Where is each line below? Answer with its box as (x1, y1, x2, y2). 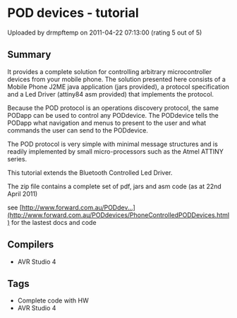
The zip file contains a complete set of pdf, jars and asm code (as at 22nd (7, 182, 222, 190)
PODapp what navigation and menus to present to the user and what (7, 118, 207, 127)
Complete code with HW (17, 296, 90, 305)
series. (7, 154, 27, 163)
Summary (7, 49, 51, 61)
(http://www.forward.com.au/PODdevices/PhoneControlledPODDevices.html (7, 210, 230, 219)
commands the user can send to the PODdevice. (7, 126, 148, 135)
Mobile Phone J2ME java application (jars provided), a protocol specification (7, 82, 229, 91)
